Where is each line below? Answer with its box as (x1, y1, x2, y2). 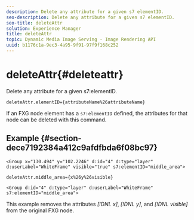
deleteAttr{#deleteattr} (6, 68, 124, 81)
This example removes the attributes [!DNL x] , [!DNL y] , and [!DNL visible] (6, 200, 188, 207)
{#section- (41, 133, 82, 143)
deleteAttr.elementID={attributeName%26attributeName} (6, 99, 146, 105)
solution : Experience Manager (6, 25, 82, 32)
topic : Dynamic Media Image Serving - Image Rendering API (6, 36, 156, 42)
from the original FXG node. (6, 207, 75, 214)
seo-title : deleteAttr (6, 20, 63, 26)
